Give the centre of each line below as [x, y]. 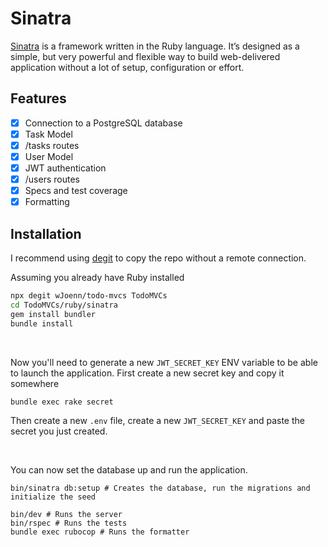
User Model [49, 156]
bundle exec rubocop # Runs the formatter [100, 532]
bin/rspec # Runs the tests [69, 523]
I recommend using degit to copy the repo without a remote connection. [158, 258]
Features [38, 98]
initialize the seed [53, 497]
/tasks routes [52, 145]
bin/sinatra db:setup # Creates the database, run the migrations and [160, 488]
